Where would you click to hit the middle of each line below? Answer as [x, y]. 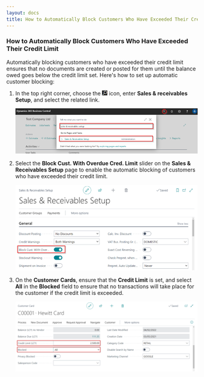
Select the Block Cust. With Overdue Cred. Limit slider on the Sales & [103, 164]
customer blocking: [30, 81]
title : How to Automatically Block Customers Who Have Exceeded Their [97, 19]
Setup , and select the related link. [57, 100]
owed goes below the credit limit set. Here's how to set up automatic [92, 75]
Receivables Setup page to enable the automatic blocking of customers [105, 170]
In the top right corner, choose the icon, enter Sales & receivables [101, 93]
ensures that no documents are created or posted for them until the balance [101, 68]
